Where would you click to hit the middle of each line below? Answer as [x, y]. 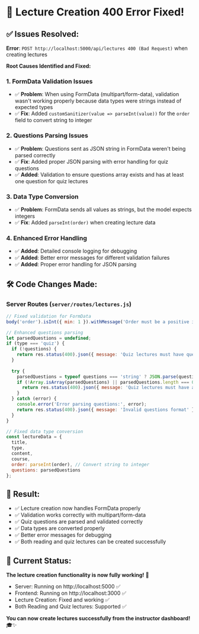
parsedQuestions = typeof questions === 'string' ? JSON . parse [97, 377]
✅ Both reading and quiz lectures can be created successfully [90, 541]
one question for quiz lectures [51, 181]
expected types [34, 107]
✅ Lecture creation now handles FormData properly [78, 508]
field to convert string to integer [54, 120]
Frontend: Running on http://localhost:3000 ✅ [70, 593]
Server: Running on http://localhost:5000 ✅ [68, 586]
